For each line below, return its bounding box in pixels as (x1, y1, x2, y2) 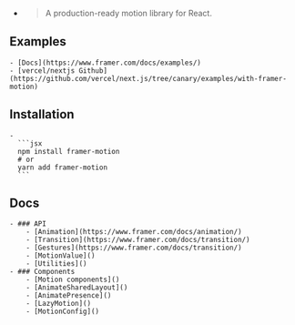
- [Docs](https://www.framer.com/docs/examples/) (9, 58, 202, 67)
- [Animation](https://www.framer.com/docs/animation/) (25, 228, 243, 237)
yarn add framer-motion (17, 163, 107, 172)
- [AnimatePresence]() (25, 291, 112, 300)
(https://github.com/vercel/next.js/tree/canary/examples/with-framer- (9, 74, 287, 83)
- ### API (9, 219, 47, 229)
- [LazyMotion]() (25, 300, 92, 309)
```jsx (17, 138, 43, 148)
